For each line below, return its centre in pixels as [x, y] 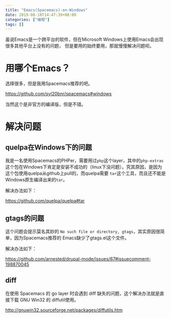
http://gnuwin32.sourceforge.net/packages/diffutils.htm [64, 310]
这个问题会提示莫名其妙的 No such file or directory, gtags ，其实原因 [81, 231]
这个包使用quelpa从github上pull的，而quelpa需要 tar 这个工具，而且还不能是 [86, 173]
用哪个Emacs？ [38, 68]
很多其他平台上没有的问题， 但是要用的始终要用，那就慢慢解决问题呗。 [80, 46]
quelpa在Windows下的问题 [49, 147]
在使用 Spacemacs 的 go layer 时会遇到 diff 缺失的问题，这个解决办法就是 [82, 293]
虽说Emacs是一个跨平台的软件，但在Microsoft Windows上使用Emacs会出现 [84, 39]
